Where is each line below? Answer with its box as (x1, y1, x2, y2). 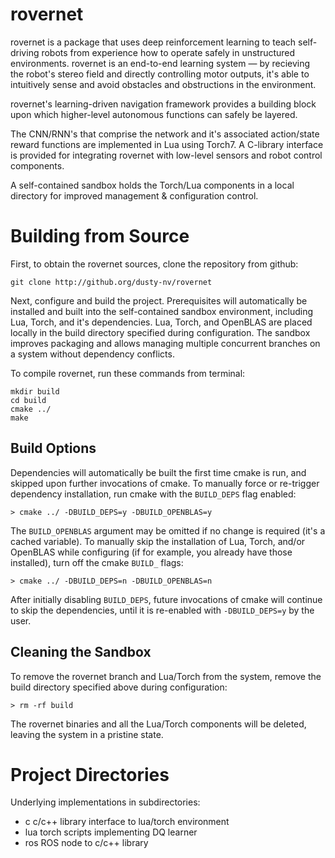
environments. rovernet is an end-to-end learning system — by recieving (10, 57, 311, 69)
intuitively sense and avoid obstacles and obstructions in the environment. (10, 78, 317, 90)
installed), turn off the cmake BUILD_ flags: (10, 556, 184, 568)
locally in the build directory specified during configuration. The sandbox (10, 326, 311, 338)
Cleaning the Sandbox (10, 644, 152, 661)
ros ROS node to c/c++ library (24, 837, 149, 849)
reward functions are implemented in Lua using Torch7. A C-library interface (10, 138, 324, 150)
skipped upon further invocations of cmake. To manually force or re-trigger (10, 477, 320, 489)
